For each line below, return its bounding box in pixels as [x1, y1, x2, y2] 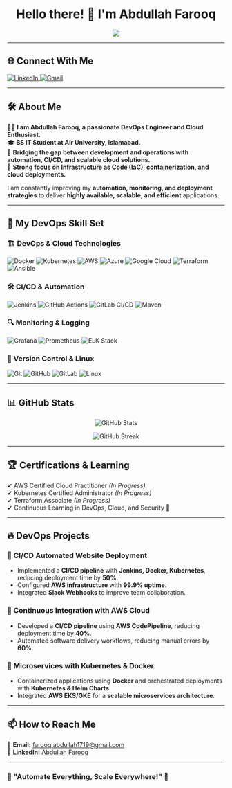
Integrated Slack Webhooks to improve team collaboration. [17, 589, 186, 597]
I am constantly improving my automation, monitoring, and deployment [7, 183, 213, 192]
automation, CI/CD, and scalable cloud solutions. [7, 155, 151, 163]
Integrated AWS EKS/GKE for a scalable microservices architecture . [17, 692, 215, 700]
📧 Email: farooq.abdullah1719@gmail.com [7, 740, 125, 749]
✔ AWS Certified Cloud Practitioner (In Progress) [7, 481, 146, 490]
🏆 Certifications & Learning [7, 460, 130, 472]
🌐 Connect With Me [7, 55, 94, 67]
